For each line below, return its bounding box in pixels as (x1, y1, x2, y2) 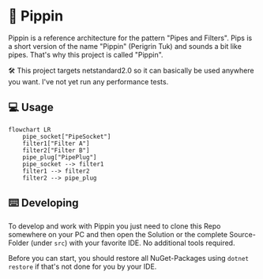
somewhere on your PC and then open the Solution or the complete (8, 229, 227, 239)
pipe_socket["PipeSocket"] (22, 132, 111, 140)
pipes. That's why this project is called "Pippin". (8, 50, 163, 59)
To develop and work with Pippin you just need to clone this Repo (8, 221, 221, 231)
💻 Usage (8, 101, 54, 114)
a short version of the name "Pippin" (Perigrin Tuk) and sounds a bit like (8, 41, 242, 50)
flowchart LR (8, 125, 51, 133)
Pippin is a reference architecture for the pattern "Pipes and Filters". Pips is (8, 33, 253, 43)
